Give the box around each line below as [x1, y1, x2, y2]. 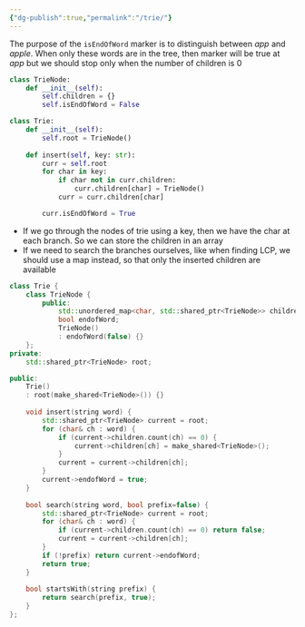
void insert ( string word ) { [25, 407, 132, 416]
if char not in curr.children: [57, 176, 177, 185]
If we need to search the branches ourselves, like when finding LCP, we [22, 244, 290, 255]
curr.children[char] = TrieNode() [74, 184, 205, 193]
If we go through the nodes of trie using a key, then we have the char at [22, 225, 290, 236]
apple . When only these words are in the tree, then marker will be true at [9, 47, 280, 59]
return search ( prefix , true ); [42, 593, 156, 603]
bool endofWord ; [57, 315, 120, 325]
